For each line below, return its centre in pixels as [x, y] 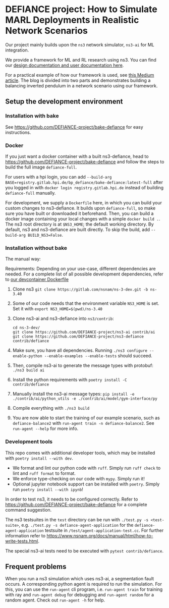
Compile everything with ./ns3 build [51, 408]
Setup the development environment [64, 102]
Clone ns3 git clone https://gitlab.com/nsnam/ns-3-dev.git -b [80, 289]
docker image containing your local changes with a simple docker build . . [83, 218]
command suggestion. [29, 510]
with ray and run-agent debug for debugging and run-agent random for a [80, 595]
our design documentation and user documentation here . [65, 65]
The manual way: [23, 259]
